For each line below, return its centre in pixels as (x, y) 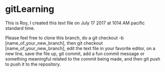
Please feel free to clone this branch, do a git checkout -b (64, 38)
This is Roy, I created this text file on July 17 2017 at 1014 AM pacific (75, 23)
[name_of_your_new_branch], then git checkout (54, 43)
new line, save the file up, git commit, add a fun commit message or (75, 54)
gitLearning (30, 9)
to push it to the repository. (33, 64)
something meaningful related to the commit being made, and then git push (83, 59)
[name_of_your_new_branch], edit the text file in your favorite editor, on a (80, 48)
